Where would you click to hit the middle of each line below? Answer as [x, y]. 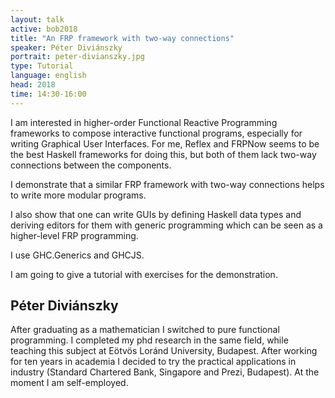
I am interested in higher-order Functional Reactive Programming [144, 122]
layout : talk [37, 19]
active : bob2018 [44, 29]
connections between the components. [91, 165]
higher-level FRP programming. [74, 235]
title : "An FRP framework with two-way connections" [122, 38]
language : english [48, 76]
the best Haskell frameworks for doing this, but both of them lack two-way [163, 154]
